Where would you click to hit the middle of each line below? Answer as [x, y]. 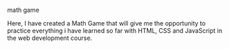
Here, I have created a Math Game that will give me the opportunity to [107, 23]
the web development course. [50, 38]
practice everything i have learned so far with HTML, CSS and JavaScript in [115, 31]
